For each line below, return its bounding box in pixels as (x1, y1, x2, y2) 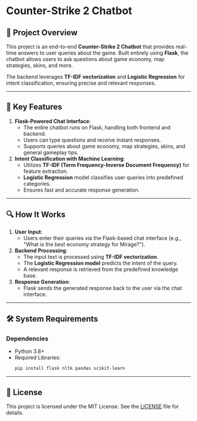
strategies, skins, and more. (6, 62, 73, 69)
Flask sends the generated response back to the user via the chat (23, 284, 182, 292)
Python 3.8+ (14, 348, 45, 355)
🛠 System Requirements (6, 314, 98, 324)
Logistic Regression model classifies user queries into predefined (23, 173, 184, 181)
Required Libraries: (14, 354, 61, 361)
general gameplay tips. (23, 149, 79, 156)
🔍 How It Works (6, 210, 66, 220)
